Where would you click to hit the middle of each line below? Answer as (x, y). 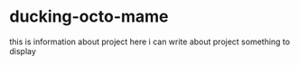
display (23, 51)
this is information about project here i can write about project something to (150, 42)
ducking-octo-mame (89, 17)
